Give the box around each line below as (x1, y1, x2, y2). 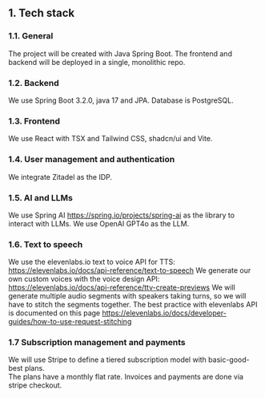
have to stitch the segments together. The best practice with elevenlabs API (8, 300, 258, 310)
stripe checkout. (8, 380, 62, 390)
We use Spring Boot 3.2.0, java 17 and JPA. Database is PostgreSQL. (8, 95, 234, 105)
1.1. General (8, 30, 54, 42)
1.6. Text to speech (8, 238, 83, 250)
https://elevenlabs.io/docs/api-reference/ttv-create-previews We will (8, 282, 236, 292)
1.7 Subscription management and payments (8, 337, 186, 348)
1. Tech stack (8, 6, 74, 20)
